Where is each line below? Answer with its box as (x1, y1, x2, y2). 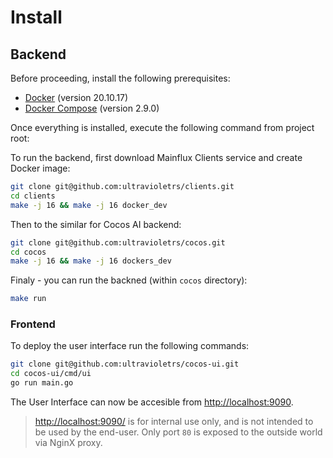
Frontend (10, 317, 56, 331)
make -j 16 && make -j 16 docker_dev (10, 200, 168, 210)
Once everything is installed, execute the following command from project (10, 122, 315, 133)
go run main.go (10, 378, 74, 388)
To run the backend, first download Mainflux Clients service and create (10, 152, 303, 163)
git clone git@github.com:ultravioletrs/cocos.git (10, 237, 226, 248)
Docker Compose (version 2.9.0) (24, 102, 160, 114)
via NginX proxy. (34, 437, 103, 449)
